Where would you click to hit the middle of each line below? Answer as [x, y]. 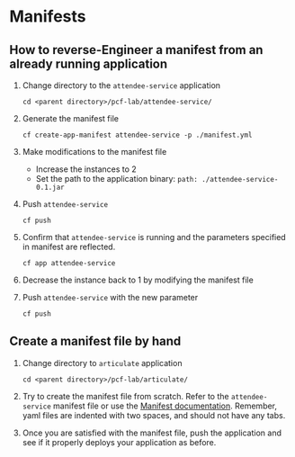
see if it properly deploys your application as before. [119, 442]
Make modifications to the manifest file [94, 152]
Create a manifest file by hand [95, 341]
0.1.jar [50, 187]
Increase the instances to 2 [86, 169]
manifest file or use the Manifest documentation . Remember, [165, 406]
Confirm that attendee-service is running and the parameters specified [154, 237]
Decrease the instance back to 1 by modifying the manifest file [138, 280]
